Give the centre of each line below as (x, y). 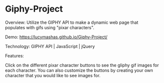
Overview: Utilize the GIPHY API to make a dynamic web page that (72, 22)
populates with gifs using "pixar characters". (50, 27)
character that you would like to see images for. (53, 75)
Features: (15, 56)
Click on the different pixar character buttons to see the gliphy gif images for (82, 65)
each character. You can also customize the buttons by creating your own (79, 70)
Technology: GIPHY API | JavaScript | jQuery (50, 46)
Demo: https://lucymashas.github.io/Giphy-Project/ (56, 37)
